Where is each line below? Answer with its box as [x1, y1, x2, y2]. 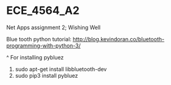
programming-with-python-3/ [6, 42, 81, 49]
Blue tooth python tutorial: [6, 35, 72, 42]
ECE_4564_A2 [6, 4, 80, 18]
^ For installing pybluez [6, 53, 64, 61]
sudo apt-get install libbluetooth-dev [15, 65, 107, 73]
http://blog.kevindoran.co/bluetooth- [72, 35, 165, 42]
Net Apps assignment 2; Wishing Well [6, 24, 101, 31]
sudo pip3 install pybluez [15, 72, 78, 79]
